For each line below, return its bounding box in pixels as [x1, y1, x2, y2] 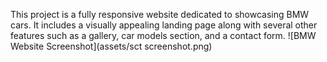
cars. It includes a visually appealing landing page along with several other [10, 19, 318, 31]
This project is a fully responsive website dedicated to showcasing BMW [10, 9, 310, 20]
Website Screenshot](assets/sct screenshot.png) [10, 40, 213, 52]
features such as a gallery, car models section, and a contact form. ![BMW [10, 30, 317, 41]
